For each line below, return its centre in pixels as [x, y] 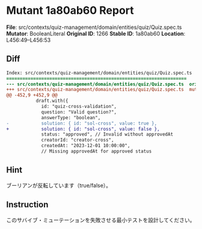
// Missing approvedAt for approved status [96, 151]
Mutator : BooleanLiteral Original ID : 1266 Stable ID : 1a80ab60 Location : [96, 33]
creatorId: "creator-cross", [78, 140]
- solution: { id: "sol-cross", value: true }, [82, 123]
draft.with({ [52, 101]
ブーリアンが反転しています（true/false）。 [59, 185]
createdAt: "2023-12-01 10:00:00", [86, 146]
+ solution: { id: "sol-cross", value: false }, [83, 129]
